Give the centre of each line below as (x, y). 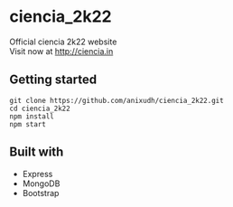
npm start (28, 124)
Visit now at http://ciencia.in (61, 51)
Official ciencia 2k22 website (63, 42)
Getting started (53, 80)
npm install (32, 116)
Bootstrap (41, 193)
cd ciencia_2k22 (40, 108)
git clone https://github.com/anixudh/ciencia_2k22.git (116, 100)
